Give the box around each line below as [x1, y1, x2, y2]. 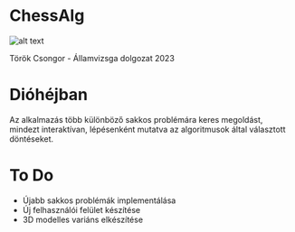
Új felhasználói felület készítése [22, 204, 141, 215]
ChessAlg [9, 5, 85, 26]
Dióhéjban [9, 85, 89, 105]
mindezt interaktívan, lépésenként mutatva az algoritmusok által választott [9, 124, 287, 135]
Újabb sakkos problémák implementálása [22, 195, 176, 206]
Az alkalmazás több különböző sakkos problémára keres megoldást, [9, 114, 263, 125]
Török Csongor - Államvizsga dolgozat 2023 [9, 52, 175, 63]
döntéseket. [9, 133, 54, 144]
